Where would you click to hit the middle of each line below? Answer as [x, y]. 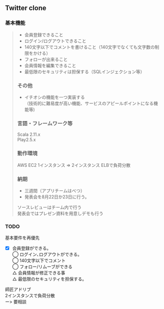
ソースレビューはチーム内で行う [49, 207]
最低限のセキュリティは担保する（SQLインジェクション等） [84, 71]
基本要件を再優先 [22, 238]
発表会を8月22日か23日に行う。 [57, 197]
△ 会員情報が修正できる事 [39, 273]
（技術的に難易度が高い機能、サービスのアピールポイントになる [89, 103]
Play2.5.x [26, 140]
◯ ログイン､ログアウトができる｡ [46, 254]
